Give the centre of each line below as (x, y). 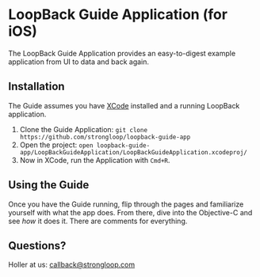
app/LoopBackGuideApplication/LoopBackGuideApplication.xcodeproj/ (133, 152)
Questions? (37, 246)
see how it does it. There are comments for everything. (98, 221)
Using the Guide (49, 185)
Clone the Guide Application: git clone (84, 129)
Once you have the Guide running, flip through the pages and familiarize (126, 204)
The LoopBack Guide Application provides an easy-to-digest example (122, 53)
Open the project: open (56, 145)
